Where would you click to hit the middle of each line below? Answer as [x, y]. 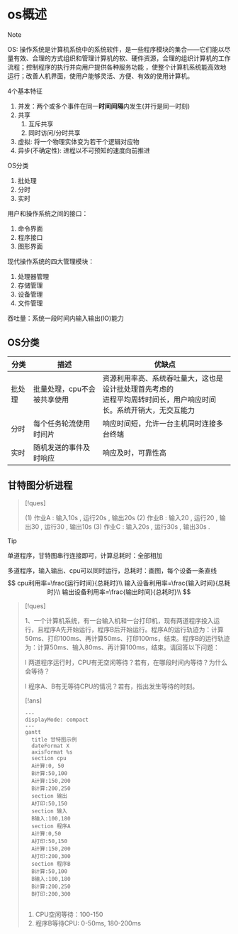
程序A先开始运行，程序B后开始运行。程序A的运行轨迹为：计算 [134, 630]
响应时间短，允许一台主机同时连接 [159, 423]
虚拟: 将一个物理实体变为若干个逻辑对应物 [78, 141]
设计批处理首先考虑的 [138, 389]
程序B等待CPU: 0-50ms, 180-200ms [88, 923]
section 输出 [50, 796]
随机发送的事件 [58, 447]
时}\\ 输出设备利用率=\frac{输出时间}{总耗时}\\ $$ [119, 592]
